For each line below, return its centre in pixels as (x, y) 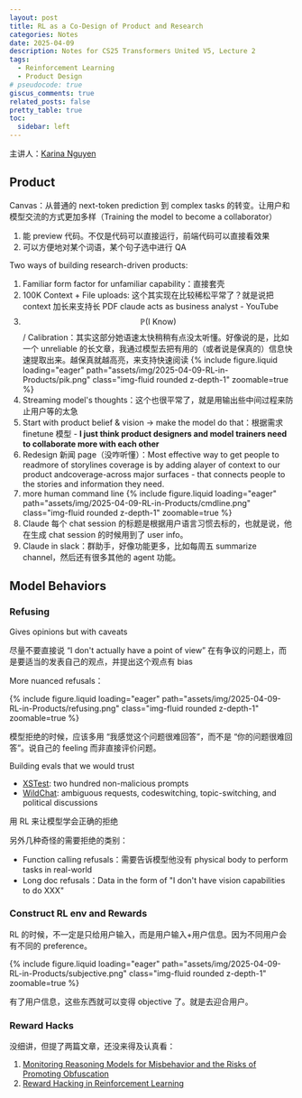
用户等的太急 (54, 411)
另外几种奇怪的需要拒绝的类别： (69, 840)
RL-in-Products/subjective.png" (69, 973)
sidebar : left (44, 127)
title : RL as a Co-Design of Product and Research (106, 26)
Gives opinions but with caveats (69, 632)
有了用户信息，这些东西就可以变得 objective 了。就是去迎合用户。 (132, 1001)
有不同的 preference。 (51, 946)
